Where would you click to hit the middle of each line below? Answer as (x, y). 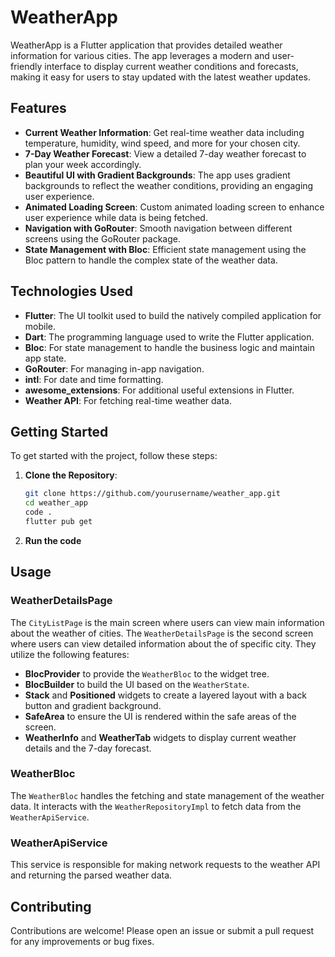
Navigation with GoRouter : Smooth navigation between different (158, 228)
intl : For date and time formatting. (94, 379)
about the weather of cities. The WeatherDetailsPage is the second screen (162, 633)
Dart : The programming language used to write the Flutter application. (169, 337)
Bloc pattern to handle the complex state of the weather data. (151, 260)
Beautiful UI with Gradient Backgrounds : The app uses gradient (157, 175)
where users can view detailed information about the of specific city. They (163, 643)
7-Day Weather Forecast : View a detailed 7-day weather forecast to (165, 153)
